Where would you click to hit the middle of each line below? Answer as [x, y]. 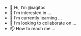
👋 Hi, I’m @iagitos [27, 8]
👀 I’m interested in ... [30, 13]
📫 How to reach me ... [32, 28]
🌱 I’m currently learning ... [36, 18]
